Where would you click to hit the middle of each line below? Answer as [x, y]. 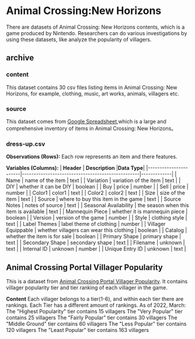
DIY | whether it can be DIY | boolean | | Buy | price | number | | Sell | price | [97, 187]
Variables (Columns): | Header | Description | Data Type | [75, 168]
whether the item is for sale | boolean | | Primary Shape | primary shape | [94, 237]
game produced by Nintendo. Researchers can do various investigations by [97, 33]
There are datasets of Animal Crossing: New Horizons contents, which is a [95, 27]
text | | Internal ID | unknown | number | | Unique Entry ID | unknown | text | [96, 249]
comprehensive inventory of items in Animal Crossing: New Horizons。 [91, 128]
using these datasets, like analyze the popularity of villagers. [79, 39]
